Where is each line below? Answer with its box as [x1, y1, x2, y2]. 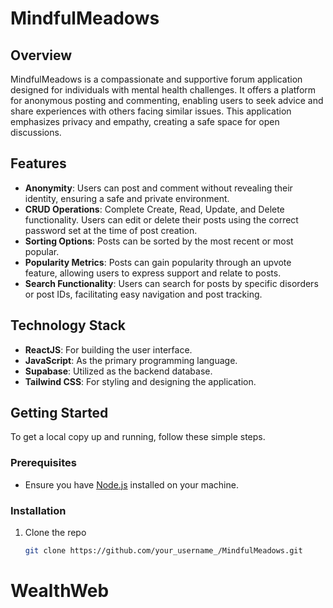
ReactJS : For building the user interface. [24, 343, 193, 356]
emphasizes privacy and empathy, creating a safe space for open [10, 116, 280, 127]
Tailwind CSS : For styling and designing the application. [24, 375, 257, 387]
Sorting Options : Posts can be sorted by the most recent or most [24, 235, 294, 247]
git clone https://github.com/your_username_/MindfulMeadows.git [24, 546, 303, 556]
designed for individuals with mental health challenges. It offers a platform [10, 84, 317, 96]
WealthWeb [10, 580, 110, 602]
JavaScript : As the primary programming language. [24, 354, 238, 366]
